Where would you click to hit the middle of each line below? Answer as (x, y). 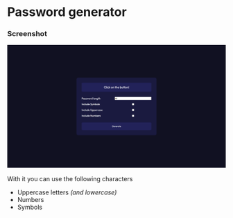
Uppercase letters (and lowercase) (67, 192)
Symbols (30, 207)
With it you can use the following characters (70, 179)
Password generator (67, 12)
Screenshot (27, 34)
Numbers (31, 200)
